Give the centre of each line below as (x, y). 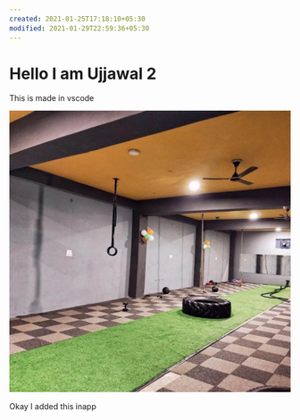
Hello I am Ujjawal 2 (83, 74)
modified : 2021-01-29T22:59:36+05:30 (79, 28)
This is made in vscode (52, 98)
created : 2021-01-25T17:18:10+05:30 (77, 19)
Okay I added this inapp (53, 407)
